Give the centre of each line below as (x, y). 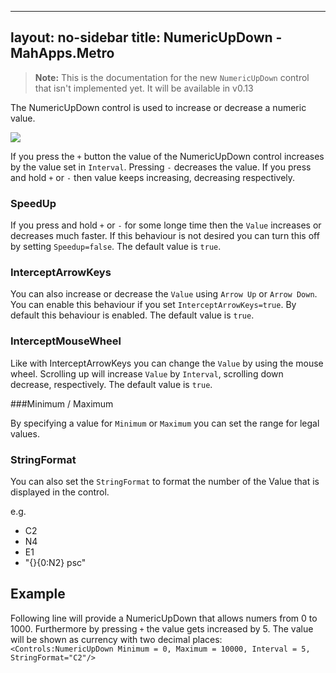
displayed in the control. (60, 492)
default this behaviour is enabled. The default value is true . (132, 315)
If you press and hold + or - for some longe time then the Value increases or (166, 225)
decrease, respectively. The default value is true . (111, 384)
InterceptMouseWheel (66, 341)
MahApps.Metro (62, 53)
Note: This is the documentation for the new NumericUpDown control (172, 77)
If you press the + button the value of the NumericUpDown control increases (167, 156)
